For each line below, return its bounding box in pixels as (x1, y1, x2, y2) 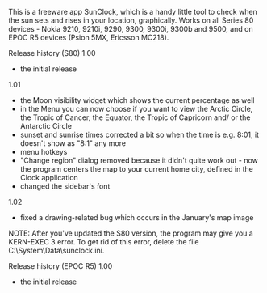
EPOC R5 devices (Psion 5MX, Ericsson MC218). (8, 32, 169, 42)
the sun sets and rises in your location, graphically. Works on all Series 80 (8, 15, 254, 25)
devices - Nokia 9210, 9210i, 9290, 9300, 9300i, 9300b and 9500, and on (8, 24, 253, 33)
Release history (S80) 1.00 (8, 49, 96, 57)
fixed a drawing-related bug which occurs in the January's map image (19, 213, 254, 222)
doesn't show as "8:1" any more (19, 138, 127, 148)
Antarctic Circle (19, 121, 73, 130)
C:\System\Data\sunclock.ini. (8, 246, 105, 255)
